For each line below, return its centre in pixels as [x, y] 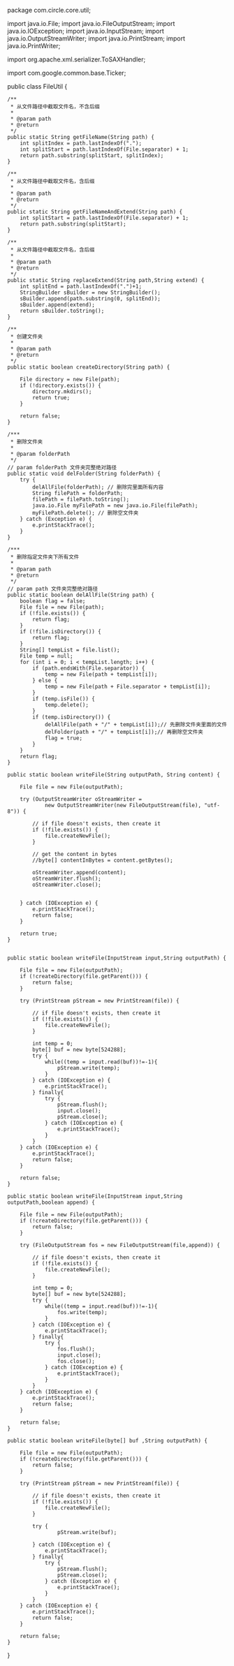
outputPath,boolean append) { [51, 1202]
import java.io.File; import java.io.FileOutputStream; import [91, 23]
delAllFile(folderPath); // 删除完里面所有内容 [98, 487]
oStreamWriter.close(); [67, 885]
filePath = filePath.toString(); [81, 499]
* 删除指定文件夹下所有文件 [45, 557]
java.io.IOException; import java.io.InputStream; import [86, 31]
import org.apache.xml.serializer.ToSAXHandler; [76, 59]
